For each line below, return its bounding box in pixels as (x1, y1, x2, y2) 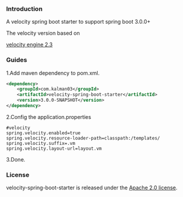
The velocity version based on (6, 30, 80, 37)
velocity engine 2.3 (6, 41, 53, 49)
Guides (6, 56, 28, 64)
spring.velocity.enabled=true (6, 130, 81, 136)
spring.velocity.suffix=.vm (6, 140, 76, 146)
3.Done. (6, 156, 25, 163)
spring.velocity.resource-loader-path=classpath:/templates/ (6, 135, 160, 141)
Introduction (6, 5, 43, 13)
